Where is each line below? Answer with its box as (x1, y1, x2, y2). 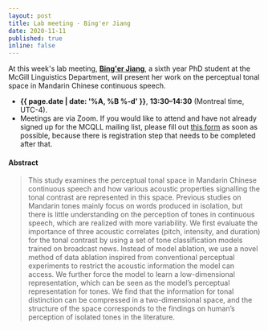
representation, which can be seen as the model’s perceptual (27, 278, 230, 288)
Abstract (8, 158, 39, 167)
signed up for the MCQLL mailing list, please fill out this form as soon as (19, 122, 258, 132)
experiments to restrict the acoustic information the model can (27, 261, 235, 270)
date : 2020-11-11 (8, 27, 67, 35)
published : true (8, 34, 63, 43)
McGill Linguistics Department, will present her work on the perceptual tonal (8, 72, 260, 82)
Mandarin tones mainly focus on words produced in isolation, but (27, 201, 243, 211)
